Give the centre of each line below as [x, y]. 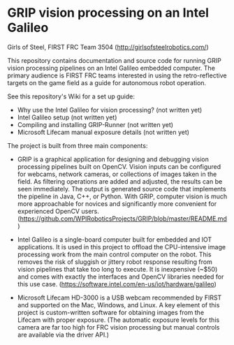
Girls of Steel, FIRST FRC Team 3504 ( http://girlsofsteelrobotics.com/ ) [108, 47]
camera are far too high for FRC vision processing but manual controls [118, 327]
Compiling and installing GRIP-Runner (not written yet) [95, 124]
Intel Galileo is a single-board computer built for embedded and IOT [115, 240]
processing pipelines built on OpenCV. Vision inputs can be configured [119, 166]
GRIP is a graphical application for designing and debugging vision [113, 159]
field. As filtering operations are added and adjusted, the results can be [120, 181]
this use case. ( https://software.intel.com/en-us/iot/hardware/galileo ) [117, 284]
